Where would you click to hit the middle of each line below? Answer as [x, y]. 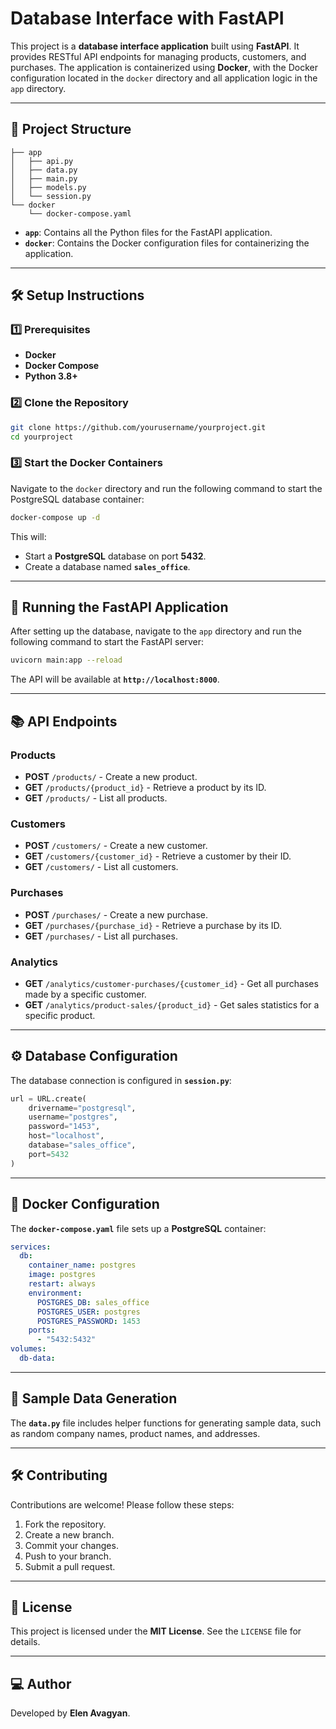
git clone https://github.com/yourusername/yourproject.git [138, 427]
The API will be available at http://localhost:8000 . [115, 679]
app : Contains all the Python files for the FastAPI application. [148, 232]
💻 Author [41, 1683]
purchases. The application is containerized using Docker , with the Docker [164, 67]
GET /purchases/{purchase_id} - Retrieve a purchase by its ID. [153, 925]
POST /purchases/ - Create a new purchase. [116, 914]
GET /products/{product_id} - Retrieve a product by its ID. [145, 788]
